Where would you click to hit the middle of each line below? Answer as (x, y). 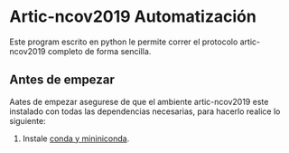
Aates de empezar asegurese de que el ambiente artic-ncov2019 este (139, 101)
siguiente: (28, 120)
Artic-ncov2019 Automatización (133, 17)
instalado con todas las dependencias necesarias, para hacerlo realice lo (145, 111)
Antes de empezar (62, 80)
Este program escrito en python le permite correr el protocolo (124, 42)
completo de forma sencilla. (99, 51)
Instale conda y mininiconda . (76, 139)
